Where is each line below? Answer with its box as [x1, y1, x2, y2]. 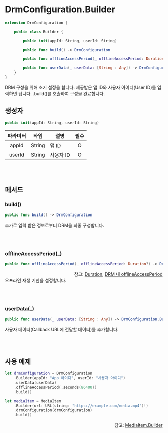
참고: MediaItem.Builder [114, 422, 163, 428]
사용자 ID [49, 151, 71, 158]
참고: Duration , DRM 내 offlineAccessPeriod [74, 271, 163, 277]
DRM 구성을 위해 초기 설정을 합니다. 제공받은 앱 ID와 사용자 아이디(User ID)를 [5, 84, 156, 90]
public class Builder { [14, 29, 64, 34]
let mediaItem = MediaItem [5, 398, 61, 404]
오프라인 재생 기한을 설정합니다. [5, 277, 67, 284]
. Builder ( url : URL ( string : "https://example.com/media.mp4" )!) [14, 403, 149, 408]
